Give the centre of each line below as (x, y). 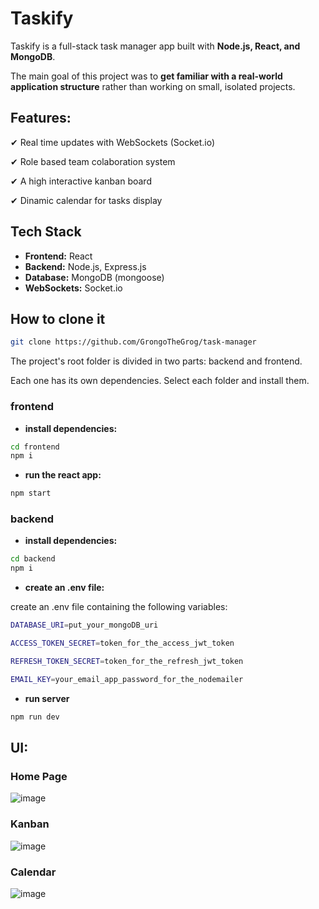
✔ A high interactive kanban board (81, 181)
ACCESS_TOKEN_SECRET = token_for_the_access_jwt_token (122, 643)
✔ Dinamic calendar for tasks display (86, 200)
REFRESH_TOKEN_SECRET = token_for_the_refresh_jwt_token (127, 661)
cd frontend (35, 447)
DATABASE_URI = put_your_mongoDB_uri (84, 625)
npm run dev (35, 717)
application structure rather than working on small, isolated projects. (153, 86)
